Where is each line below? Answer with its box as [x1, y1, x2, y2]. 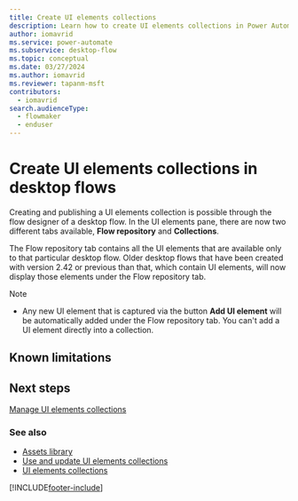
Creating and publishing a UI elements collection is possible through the [9, 206, 272, 218]
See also [9, 426, 47, 439]
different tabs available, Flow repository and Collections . [9, 226, 220, 236]
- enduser [17, 121, 53, 130]
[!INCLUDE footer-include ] [9, 482, 104, 493]
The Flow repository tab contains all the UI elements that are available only [9, 243, 282, 253]
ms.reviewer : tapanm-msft [9, 79, 105, 88]
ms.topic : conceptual [9, 54, 90, 63]
